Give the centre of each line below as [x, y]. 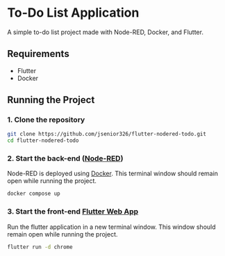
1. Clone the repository [46, 120]
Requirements [38, 54]
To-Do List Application [73, 13]
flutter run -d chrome [40, 247]
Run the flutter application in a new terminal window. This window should [112, 227]
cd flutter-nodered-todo [43, 141]
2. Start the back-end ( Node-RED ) [65, 159]
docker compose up [34, 194]
